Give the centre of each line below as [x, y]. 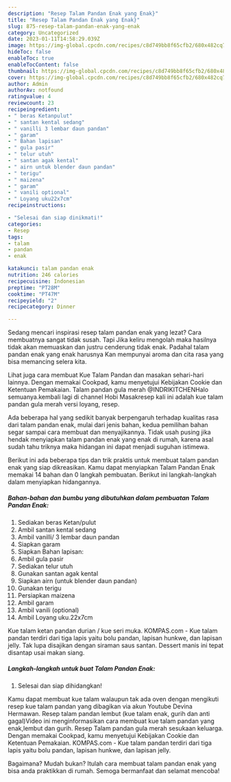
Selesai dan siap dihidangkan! [60, 686]
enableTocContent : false [43, 65]
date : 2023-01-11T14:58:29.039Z [54, 39]
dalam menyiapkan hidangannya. [54, 482]
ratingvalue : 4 [29, 97]
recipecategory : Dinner [42, 307]
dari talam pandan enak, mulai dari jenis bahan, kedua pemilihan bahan [108, 425]
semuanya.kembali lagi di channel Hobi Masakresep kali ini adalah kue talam [115, 397]
